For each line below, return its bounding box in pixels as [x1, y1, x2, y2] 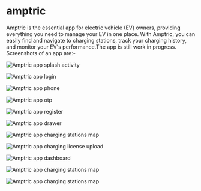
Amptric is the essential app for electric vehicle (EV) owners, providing [6, 24, 181, 31]
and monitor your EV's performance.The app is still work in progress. [6, 43, 177, 50]
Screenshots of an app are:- [6, 49, 76, 56]
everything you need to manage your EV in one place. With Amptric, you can [6, 30, 196, 37]
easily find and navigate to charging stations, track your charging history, [6, 37, 187, 44]
